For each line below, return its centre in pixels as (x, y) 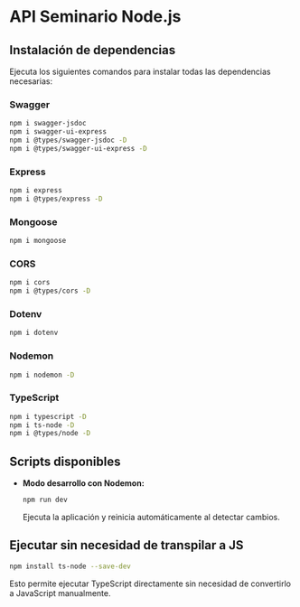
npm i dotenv (34, 333)
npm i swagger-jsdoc (48, 124)
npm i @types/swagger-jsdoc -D (68, 140)
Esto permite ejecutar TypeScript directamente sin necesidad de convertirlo (150, 584)
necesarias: (31, 81)
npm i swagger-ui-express (58, 132)
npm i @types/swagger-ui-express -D (78, 148)
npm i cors (30, 283)
